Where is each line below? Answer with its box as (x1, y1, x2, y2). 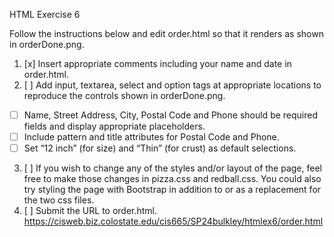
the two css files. (23, 194, 95, 206)
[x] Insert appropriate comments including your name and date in (23, 58, 292, 69)
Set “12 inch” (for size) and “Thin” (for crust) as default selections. (23, 142, 297, 154)
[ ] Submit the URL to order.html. (23, 205, 158, 217)
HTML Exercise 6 (9, 9, 81, 20)
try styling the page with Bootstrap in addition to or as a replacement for (23, 184, 322, 196)
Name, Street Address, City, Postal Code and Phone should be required (23, 109, 319, 121)
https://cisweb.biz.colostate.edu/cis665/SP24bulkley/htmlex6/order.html (23, 215, 324, 228)
